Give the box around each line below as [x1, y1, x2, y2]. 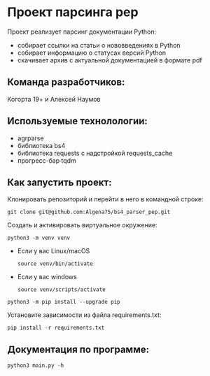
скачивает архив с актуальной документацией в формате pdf [17, 55, 202, 64]
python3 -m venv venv [7, 234, 71, 242]
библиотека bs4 [17, 141, 66, 149]
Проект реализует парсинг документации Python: [7, 27, 157, 36]
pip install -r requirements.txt [7, 324, 105, 332]
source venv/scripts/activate [17, 286, 106, 293]
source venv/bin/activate [17, 260, 93, 267]
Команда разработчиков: [7, 76, 125, 88]
